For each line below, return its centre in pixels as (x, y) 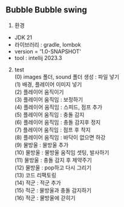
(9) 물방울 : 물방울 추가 (41, 145)
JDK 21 (23, 37)
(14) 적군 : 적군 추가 (38, 182)
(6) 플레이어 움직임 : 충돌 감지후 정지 (57, 122)
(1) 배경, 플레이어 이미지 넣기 (48, 84)
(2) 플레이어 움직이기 (39, 92)
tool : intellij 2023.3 (38, 57)
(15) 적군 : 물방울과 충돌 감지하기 (53, 190)
